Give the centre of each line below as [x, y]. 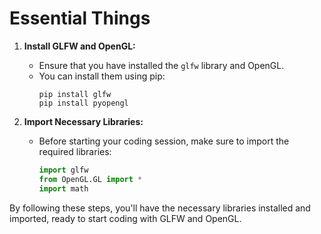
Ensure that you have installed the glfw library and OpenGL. [161, 65]
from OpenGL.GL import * [90, 179]
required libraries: [75, 151]
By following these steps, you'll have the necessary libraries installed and [160, 208]
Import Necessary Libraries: [83, 121]
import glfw [63, 170]
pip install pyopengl [83, 103]
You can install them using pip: [102, 76]
